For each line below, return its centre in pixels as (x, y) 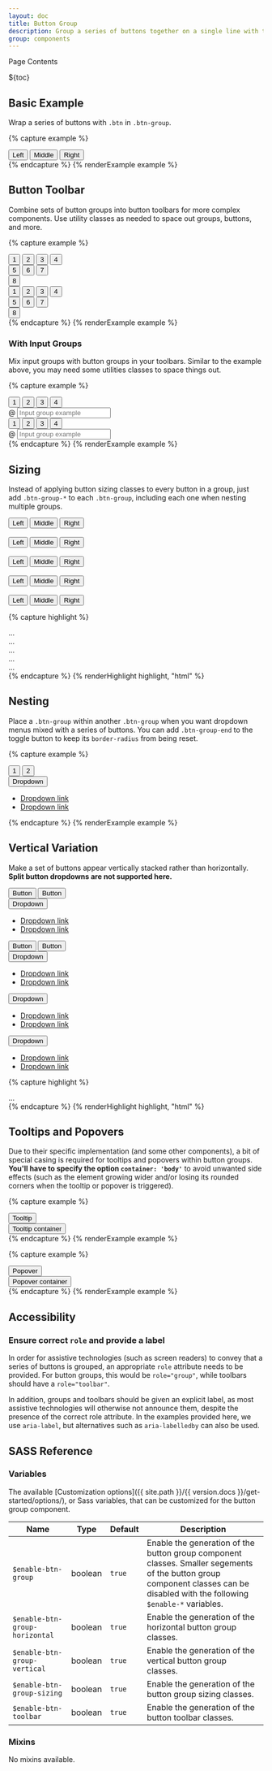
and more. (25, 227)
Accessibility (42, 1317)
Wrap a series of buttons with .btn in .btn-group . (90, 123)
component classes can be (198, 1583)
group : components (39, 39)
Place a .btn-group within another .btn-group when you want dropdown (128, 721)
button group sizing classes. (200, 1694)
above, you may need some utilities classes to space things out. (115, 370)
